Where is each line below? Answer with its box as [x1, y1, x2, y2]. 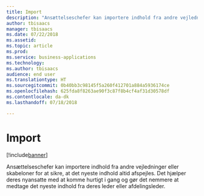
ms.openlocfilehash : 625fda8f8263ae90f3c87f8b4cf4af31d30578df [6, 88, 170, 94]
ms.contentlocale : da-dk [6, 94, 69, 100]
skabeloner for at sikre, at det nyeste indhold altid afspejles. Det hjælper [6, 169, 186, 177]
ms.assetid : [6, 37, 36, 43]
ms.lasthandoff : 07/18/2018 [6, 99, 78, 105]
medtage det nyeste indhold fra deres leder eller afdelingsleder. [6, 182, 166, 189]
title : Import [6, 9, 42, 15]
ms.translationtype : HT [6, 77, 67, 83]
